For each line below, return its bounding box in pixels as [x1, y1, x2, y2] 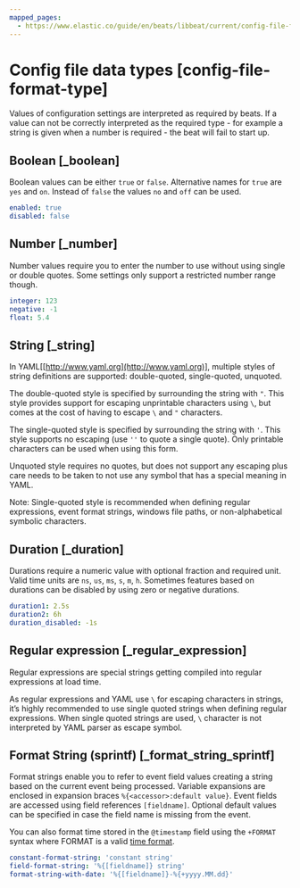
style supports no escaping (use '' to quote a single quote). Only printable [9, 434, 284, 444]
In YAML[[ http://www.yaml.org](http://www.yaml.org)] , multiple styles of [9, 361, 275, 372]
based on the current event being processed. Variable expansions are [9, 781, 266, 792]
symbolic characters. [9, 516, 87, 527]
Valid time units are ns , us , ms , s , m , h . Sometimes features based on [9, 575, 254, 585]
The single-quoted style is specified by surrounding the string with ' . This [9, 425, 281, 436]
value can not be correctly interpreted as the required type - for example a [9, 118, 284, 129]
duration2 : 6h [9, 610, 62, 618]
